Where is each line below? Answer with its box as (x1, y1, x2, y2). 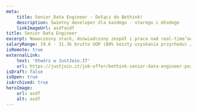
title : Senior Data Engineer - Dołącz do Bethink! (16, 14, 143, 20)
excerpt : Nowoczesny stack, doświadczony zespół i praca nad (6, 36, 159, 42)
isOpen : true (6, 74, 38, 80)
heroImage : (6, 85, 33, 91)
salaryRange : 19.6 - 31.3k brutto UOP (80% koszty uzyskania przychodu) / (6, 42, 193, 48)
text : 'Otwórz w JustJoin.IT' (16, 58, 91, 63)
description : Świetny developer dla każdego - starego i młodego (16, 19, 180, 25)
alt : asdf (16, 96, 41, 102)
